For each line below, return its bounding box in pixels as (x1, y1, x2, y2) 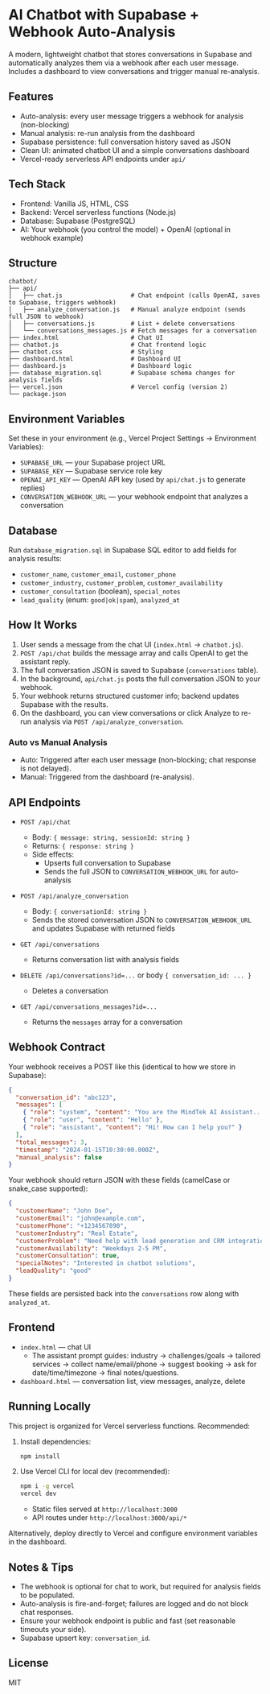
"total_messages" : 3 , (15, 1138, 88, 1147)
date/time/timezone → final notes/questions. (31, 1367, 179, 1378)
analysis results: (8, 554, 62, 563)
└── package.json (8, 390, 67, 399)
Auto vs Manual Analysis (8, 737, 108, 748)
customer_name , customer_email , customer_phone (19, 569, 177, 579)
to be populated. (19, 1590, 75, 1600)
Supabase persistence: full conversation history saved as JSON (19, 137, 231, 147)
